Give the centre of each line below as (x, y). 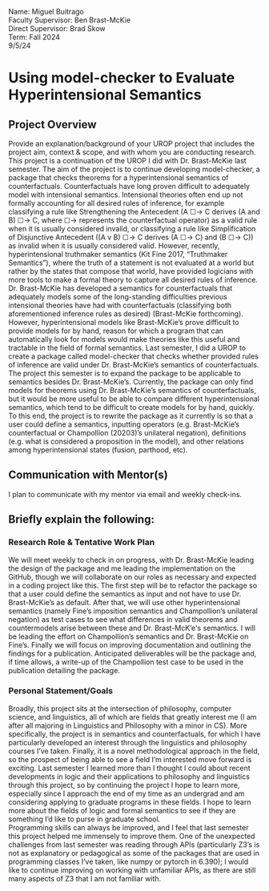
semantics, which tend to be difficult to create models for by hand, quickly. (131, 407)
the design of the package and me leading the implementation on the (122, 568)
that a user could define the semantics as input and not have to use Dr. (125, 594)
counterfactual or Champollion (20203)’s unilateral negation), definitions (127, 433)
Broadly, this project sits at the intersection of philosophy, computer (120, 708)
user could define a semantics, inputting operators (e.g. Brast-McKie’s (124, 424)
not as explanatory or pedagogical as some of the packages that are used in (134, 853)
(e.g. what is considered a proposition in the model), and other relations (126, 441)
